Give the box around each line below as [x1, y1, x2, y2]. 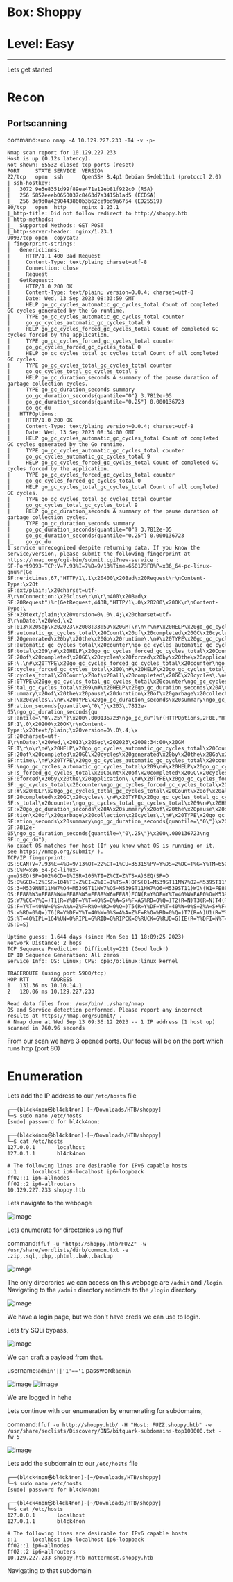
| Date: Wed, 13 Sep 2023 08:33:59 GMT [7, 295, 135, 302]
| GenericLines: [7, 247, 60, 254]
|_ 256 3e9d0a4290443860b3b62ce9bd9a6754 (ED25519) [7, 198, 163, 205]
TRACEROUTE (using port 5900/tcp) [7, 970, 107, 977]
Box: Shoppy [7, 4, 82, 20]
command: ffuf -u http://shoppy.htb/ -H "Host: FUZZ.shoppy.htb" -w [7, 1420, 212, 1428]
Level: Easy [7, 36, 75, 52]
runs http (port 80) [7, 1044, 60, 1053]
